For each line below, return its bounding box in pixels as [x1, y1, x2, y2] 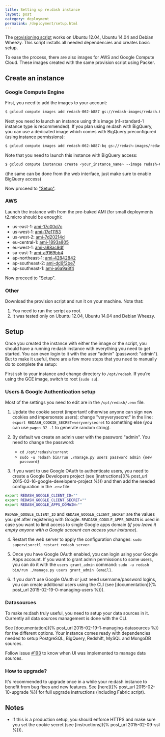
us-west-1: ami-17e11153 [12, 229, 61, 235]
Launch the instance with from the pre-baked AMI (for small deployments [5, 208, 154, 214]
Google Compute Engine [5, 88, 65, 95]
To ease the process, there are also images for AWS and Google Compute [5, 55, 155, 60]
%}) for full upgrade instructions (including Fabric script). [29, 689, 146, 695]
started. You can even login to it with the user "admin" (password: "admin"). [5, 351, 159, 356]
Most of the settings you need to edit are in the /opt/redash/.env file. [5, 399, 145, 406]
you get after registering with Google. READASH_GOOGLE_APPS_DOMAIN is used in [5, 516, 160, 522]
